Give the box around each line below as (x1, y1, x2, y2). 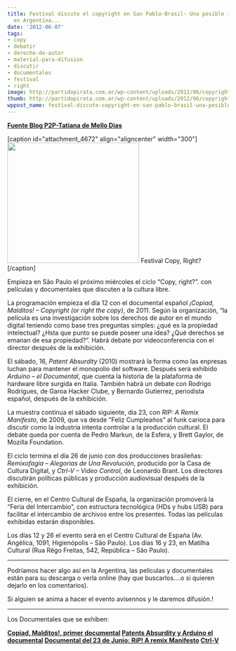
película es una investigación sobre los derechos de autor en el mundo (7, 314, 212, 322)
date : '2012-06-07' (7, 23, 65, 30)
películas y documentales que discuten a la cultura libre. (7, 285, 171, 293)
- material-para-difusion (7, 56, 83, 63)
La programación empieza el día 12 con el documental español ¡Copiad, (7, 298, 214, 307)
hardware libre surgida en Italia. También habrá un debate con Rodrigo (7, 379, 211, 387)
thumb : (7, 96, 27, 103)
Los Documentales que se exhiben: (7, 614, 110, 623)
